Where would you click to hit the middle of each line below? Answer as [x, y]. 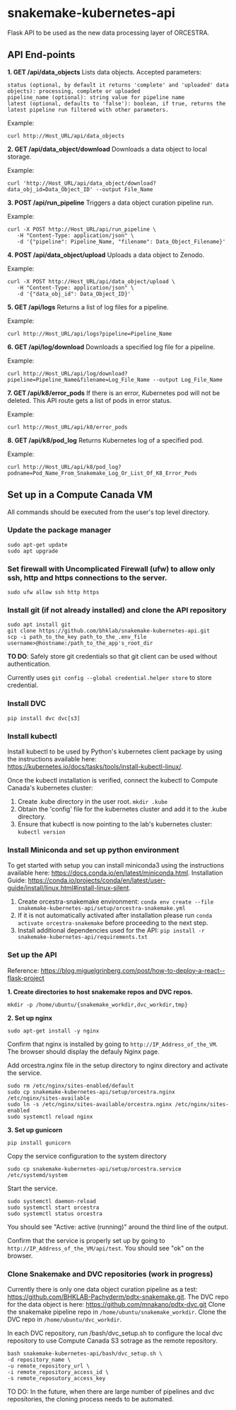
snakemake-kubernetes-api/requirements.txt [83, 937]
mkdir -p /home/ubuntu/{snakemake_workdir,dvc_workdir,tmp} [98, 1005]
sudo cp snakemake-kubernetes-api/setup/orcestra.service [94, 1169]
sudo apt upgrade [33, 551]
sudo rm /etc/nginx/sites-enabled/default [71, 1086]
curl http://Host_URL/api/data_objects [66, 136]
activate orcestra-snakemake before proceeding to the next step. [113, 923]
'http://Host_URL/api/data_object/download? [90, 183]
